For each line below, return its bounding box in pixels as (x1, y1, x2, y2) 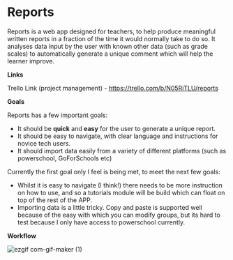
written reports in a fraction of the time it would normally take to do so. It (7, 34, 216, 43)
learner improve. (7, 56, 54, 65)
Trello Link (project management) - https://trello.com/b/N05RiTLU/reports (7, 84, 218, 92)
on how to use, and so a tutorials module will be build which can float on (17, 188, 225, 197)
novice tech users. (17, 139, 71, 147)
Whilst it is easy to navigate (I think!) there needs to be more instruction (17, 181, 223, 189)
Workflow (7, 231, 37, 240)
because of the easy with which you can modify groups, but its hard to (17, 211, 221, 219)
